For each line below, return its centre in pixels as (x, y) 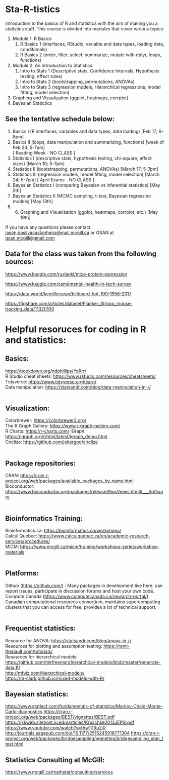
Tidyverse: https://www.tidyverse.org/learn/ (51, 381)
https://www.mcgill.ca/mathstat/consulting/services (59, 772)
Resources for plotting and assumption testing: (54, 646)
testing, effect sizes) (41, 76)
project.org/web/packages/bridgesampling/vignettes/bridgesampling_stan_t (84, 738)
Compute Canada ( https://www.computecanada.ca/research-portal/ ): (77, 596)
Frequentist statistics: (41, 628)
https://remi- (117, 646)
